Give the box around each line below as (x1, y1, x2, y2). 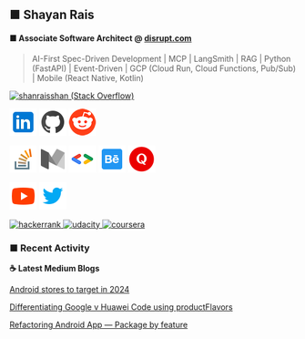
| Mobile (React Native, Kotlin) (31, 72, 144, 83)
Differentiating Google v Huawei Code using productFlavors (9, 301, 234, 313)
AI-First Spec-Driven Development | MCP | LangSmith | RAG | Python (31, 53, 291, 64)
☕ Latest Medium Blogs (9, 262, 100, 273)
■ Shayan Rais (9, 7, 95, 23)
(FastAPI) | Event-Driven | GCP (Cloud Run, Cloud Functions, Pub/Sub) (31, 63, 297, 74)
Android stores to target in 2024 (9, 283, 130, 294)
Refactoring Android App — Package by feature (9, 319, 188, 330)
